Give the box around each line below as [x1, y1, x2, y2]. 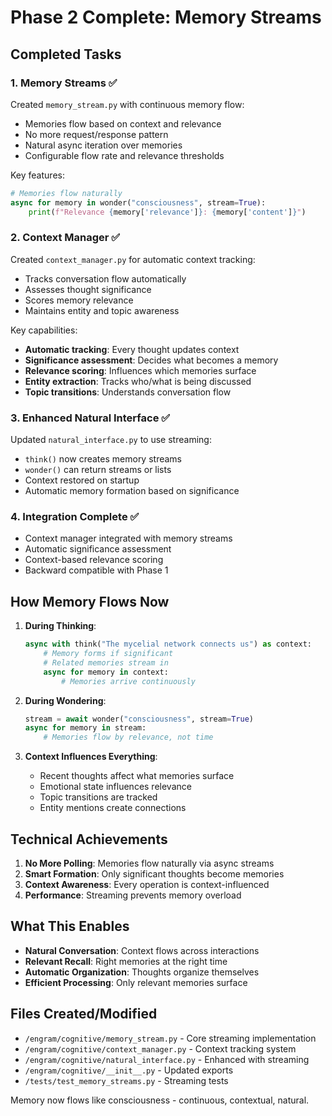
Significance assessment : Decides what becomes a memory [24, 354, 279, 366]
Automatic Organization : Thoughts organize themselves [24, 966, 260, 978]
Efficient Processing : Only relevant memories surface [24, 976, 248, 988]
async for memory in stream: [24, 723, 147, 733]
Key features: [10, 169, 65, 181]
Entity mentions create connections [39, 802, 187, 814]
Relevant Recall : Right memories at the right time [24, 955, 228, 967]
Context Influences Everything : [24, 751, 158, 763]
